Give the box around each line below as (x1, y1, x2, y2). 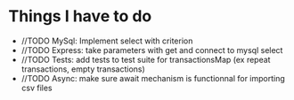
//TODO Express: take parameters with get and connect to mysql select (20, 44, 283, 55)
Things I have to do (8, 6, 152, 27)
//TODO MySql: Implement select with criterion (20, 35, 193, 46)
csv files (20, 82, 53, 93)
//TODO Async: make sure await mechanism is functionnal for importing (20, 73, 286, 83)
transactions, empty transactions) (20, 64, 146, 74)
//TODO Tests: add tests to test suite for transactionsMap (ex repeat (20, 54, 271, 65)
